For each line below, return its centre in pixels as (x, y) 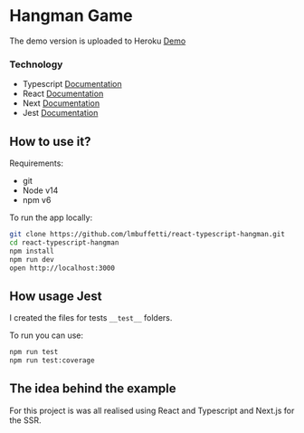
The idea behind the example (93, 389)
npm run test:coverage (52, 361)
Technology (36, 64)
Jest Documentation (60, 113)
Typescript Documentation (72, 84)
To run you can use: (47, 335)
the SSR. (25, 420)
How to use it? (50, 141)
